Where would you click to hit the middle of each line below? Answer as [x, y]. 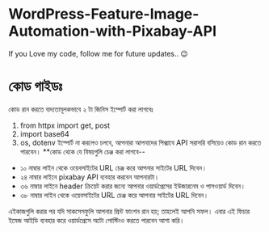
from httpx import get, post [65, 125]
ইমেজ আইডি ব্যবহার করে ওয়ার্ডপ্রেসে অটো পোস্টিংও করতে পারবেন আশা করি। [97, 220]
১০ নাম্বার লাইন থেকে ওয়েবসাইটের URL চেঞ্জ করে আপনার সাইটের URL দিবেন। [113, 167]
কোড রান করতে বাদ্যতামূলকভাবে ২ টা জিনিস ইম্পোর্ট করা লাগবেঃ [81, 109]
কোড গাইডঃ [36, 86]
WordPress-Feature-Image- [104, 14]
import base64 [45, 133]
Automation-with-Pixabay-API [112, 31]
